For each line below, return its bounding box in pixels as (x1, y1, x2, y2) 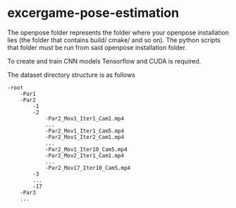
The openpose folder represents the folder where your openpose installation (7, 28, 230, 37)
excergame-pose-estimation (7, 5, 180, 21)
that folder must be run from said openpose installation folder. (7, 43, 187, 51)
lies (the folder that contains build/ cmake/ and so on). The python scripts (7, 35, 221, 44)
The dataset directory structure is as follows (7, 71, 136, 79)
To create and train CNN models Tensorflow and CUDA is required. (7, 56, 201, 65)
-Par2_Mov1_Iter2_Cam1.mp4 (44, 133, 125, 140)
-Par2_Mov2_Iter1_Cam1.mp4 (44, 152, 125, 159)
